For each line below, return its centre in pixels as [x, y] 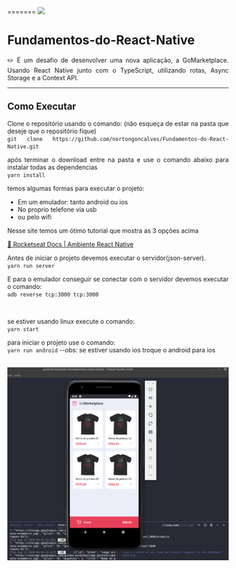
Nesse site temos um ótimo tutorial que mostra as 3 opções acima [103, 230]
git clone [25, 139]
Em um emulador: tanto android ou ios [73, 202]
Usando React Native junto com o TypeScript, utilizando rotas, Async [118, 70]
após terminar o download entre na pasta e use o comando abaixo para [118, 159]
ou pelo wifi [34, 217]
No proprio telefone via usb [57, 209]
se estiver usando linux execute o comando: [71, 321]
